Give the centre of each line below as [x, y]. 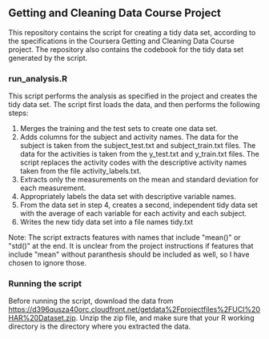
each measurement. [53, 188]
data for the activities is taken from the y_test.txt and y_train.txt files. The [140, 154]
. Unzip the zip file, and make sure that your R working [165, 318]
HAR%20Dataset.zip [42, 318]
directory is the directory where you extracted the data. [100, 326]
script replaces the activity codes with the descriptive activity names [133, 162]
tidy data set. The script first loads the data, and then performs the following [134, 105]
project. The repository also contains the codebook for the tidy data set [126, 49]
